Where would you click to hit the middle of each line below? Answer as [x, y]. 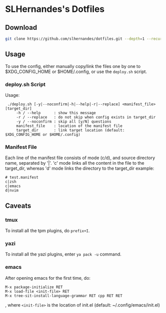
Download [21, 28]
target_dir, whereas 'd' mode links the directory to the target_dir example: [80, 168]
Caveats [18, 206]
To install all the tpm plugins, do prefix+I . [47, 230]
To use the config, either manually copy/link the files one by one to [73, 66]
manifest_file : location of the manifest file [69, 126]
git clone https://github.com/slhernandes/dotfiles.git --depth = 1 [75, 39]
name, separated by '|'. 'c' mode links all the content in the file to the [75, 163]
